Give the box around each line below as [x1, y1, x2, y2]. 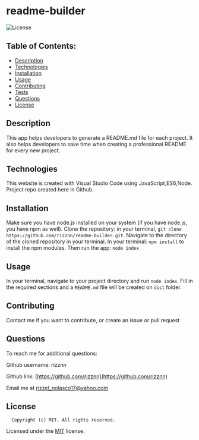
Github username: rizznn [6, 361, 67, 368]
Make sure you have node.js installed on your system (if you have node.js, [6, 219, 188, 227]
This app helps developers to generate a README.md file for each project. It [6, 134, 193, 141]
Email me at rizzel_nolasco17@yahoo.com [6, 384, 109, 391]
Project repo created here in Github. [6, 186, 94, 193]
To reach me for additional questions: [6, 350, 98, 357]
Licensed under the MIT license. [6, 428, 85, 435]
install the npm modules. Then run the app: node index [6, 244, 140, 252]
